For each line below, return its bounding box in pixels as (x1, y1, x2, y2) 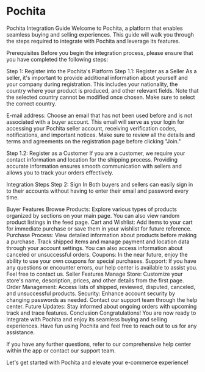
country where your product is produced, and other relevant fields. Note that (6, 87, 200, 94)
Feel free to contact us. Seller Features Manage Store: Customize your (6, 270, 183, 277)
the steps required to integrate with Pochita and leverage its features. (6, 37, 181, 45)
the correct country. (6, 99, 57, 107)
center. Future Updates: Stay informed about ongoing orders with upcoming (6, 302, 197, 310)
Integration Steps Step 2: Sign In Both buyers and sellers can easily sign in (6, 181, 193, 188)
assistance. (6, 328, 35, 336)
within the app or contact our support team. (6, 346, 116, 354)
